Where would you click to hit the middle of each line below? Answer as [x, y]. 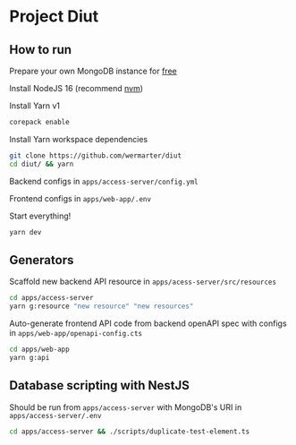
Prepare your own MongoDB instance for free [93, 71]
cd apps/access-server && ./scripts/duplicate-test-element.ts [130, 432]
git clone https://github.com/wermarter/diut [95, 155]
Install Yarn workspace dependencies [79, 139]
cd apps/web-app [39, 350]
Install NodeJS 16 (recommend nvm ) [76, 88]
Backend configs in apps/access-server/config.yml [104, 181]
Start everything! [40, 216]
